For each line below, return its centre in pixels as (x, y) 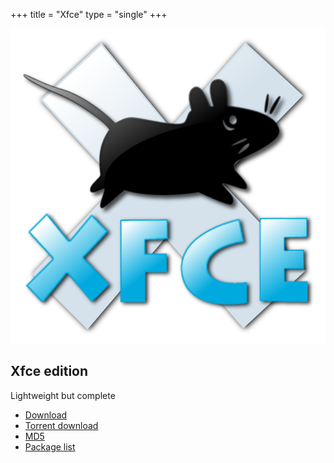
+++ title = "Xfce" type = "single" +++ (89, 14)
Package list (50, 446)
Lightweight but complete (63, 395)
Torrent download (61, 425)
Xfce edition (49, 371)
